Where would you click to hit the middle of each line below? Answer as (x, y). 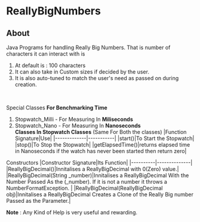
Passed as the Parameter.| (39, 201)
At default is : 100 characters (50, 65)
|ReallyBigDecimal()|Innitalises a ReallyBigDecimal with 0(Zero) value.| (93, 169)
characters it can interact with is (46, 54)
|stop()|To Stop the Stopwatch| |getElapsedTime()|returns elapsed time (102, 145)
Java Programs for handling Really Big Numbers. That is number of (88, 47)
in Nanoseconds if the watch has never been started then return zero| (101, 151)
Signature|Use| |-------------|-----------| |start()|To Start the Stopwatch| (104, 138)
